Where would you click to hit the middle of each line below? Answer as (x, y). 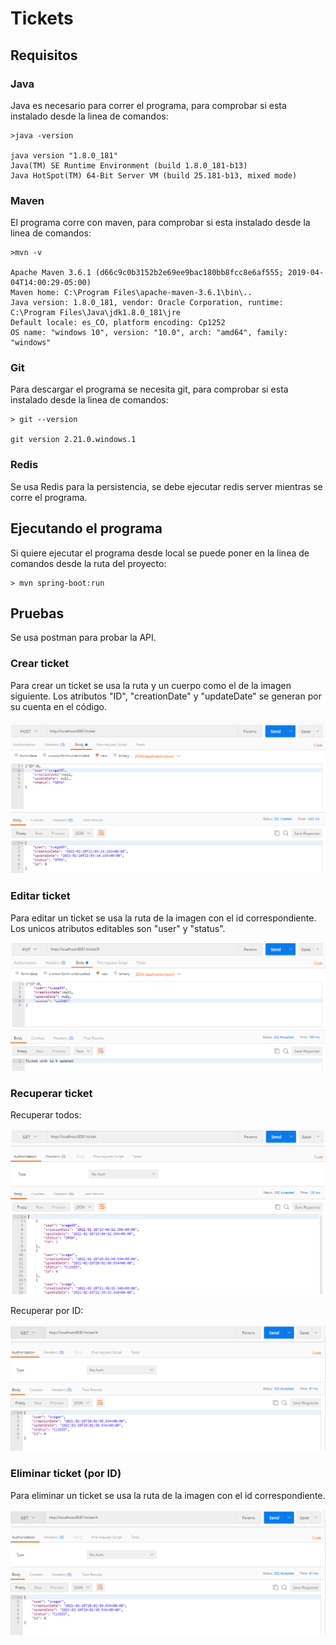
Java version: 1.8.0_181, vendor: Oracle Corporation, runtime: (147, 303)
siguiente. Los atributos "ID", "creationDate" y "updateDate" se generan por (166, 696)
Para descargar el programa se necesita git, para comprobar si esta (149, 389)
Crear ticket (40, 664)
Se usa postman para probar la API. (83, 638)
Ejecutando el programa (86, 528)
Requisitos (44, 55)
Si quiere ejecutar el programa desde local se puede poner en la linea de (160, 553)
